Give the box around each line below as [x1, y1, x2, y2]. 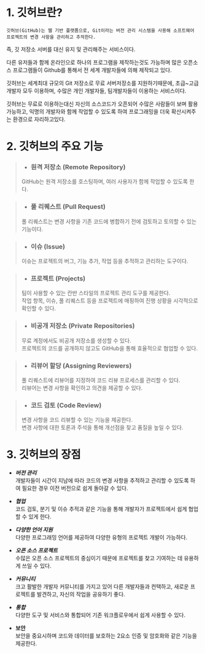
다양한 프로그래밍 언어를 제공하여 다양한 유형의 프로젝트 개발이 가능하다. [15, 534, 188, 541]
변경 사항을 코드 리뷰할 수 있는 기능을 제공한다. [21, 416, 133, 424]
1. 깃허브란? [6, 6, 63, 20]
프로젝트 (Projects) [30, 274, 86, 283]
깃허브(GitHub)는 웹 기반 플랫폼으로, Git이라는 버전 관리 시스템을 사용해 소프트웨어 [6, 27, 195, 34]
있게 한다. [28, 513, 52, 520]
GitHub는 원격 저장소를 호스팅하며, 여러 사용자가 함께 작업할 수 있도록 [21, 178, 188, 185]
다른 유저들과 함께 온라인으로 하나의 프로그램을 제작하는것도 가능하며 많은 [6, 58, 182, 66]
